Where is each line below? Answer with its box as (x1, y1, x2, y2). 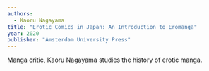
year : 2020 (7, 30, 40, 37)
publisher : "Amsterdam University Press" (7, 37, 131, 44)
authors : (7, 10, 33, 18)
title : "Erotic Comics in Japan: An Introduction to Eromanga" (7, 23, 198, 30)
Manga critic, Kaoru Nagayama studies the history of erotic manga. (7, 56, 203, 64)
